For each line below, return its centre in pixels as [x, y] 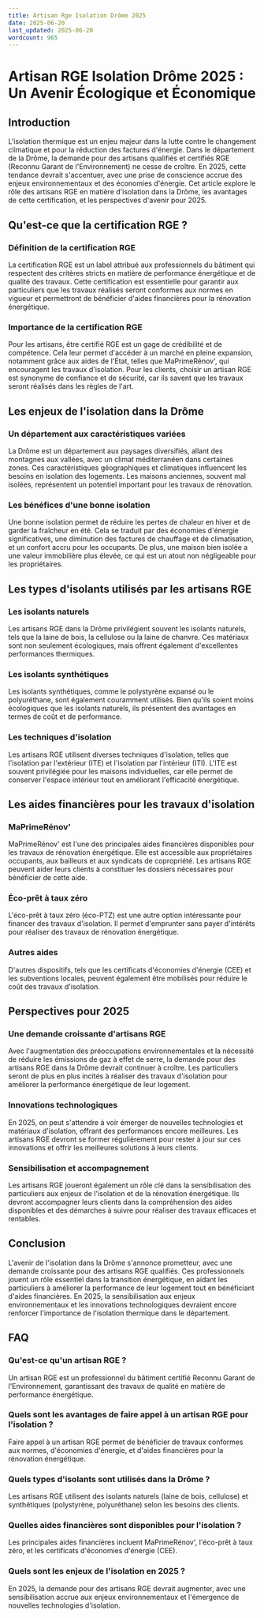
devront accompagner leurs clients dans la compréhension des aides [120, 1202]
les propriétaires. [35, 564]
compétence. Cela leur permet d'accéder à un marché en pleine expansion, [131, 353]
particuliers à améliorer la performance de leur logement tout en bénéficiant [131, 1288]
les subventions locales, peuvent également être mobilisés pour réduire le [128, 978]
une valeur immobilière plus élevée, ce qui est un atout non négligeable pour [132, 556]
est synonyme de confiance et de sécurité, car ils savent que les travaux [126, 378]
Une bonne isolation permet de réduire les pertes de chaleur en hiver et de [129, 522]
